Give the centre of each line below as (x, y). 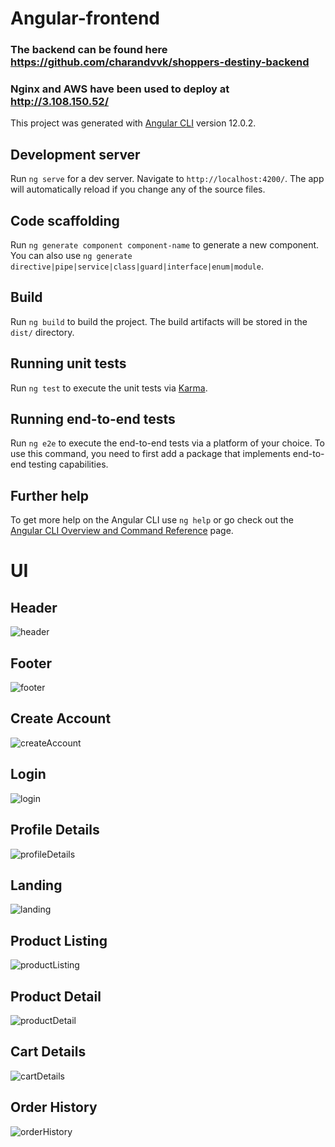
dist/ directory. (42, 332)
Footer (31, 663)
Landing (36, 885)
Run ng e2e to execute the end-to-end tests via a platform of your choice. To (168, 443)
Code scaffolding (65, 220)
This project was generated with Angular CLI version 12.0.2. (133, 123)
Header (34, 607)
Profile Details (55, 830)
